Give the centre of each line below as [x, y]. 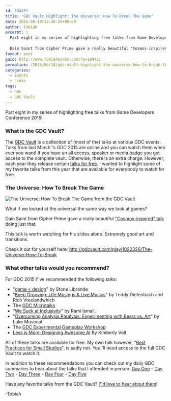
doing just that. [21, 224]
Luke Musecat [27, 321]
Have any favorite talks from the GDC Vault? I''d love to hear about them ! [81, 384]
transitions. [17, 240]
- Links [18, 81]
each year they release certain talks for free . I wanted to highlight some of [83, 163]
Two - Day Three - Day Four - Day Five [46, 374]
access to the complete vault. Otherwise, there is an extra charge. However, [85, 158]
